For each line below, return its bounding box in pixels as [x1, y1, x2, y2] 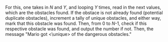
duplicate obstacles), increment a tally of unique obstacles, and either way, [5, 15, 161, 21]
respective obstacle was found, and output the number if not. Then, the [5, 26, 154, 32]
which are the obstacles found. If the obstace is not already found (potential [5, 10, 163, 16]
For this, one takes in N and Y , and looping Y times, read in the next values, [5, 5, 161, 10]
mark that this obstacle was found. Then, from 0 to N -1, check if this [5, 20, 147, 26]
